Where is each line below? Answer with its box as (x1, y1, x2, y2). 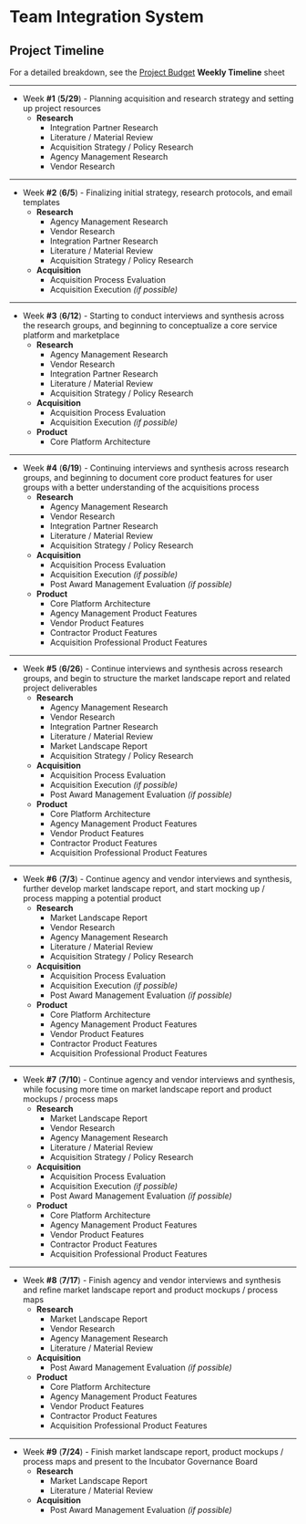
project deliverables (22, 682, 97, 693)
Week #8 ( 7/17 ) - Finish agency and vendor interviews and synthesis (22, 1275, 281, 1285)
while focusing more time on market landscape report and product (22, 1083, 272, 1094)
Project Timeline (9, 43, 105, 58)
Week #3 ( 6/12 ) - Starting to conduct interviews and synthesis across (22, 310, 285, 321)
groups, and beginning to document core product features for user (22, 472, 273, 482)
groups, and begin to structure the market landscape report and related (22, 673, 291, 683)
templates (22, 197, 61, 207)
